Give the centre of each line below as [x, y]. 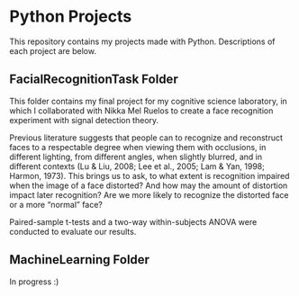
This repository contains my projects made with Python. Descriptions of [142, 41]
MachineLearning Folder [80, 260]
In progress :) [34, 282]
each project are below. [53, 50]
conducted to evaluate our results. [73, 231]
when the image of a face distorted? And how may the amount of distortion [149, 185]
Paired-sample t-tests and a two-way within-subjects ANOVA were [133, 221]
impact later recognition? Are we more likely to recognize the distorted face [149, 194]
